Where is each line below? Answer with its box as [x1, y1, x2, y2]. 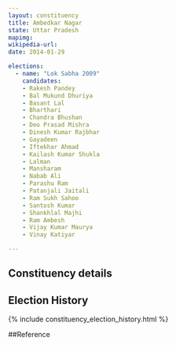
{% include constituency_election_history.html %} [8, 314, 169, 324]
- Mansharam [22, 165, 61, 173]
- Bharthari [22, 106, 61, 114]
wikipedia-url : [8, 41, 58, 49]
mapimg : [8, 33, 34, 42]
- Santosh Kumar [22, 202, 76, 210]
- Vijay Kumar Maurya [22, 224, 93, 232]
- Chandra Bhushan [22, 113, 82, 122]
